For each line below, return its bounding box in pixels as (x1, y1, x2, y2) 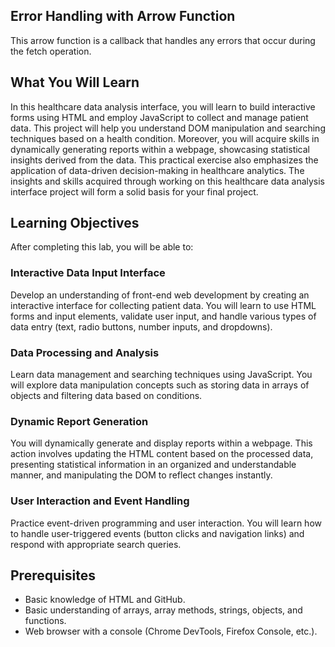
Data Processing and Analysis (10, 345, 160, 359)
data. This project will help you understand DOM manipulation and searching (10, 122, 326, 134)
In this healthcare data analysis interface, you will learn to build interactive (10, 100, 316, 113)
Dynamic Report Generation (10, 414, 149, 428)
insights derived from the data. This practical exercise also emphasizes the (10, 154, 319, 166)
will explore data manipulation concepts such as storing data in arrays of (10, 379, 310, 391)
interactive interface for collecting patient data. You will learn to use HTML (10, 299, 317, 311)
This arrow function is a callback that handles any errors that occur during (10, 34, 316, 46)
